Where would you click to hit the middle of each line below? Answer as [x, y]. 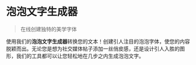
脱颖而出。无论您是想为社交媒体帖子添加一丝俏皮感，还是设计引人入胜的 [93, 48]
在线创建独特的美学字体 [48, 29]
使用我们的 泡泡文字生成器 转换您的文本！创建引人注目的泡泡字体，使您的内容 [98, 41]
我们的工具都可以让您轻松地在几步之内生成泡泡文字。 [80, 56]
